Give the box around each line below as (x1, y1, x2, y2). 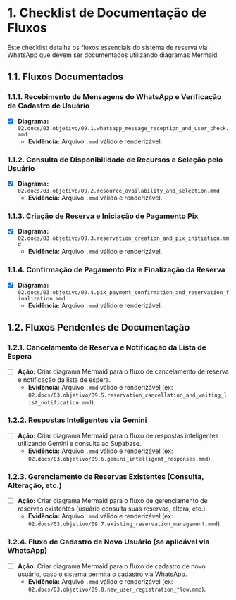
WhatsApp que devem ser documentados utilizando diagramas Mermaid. (7, 51, 220, 59)
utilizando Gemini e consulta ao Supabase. (17, 439, 142, 447)
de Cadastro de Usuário (7, 101, 90, 110)
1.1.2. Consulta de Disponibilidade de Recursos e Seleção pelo (7, 155, 223, 165)
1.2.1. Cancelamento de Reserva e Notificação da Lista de (7, 343, 206, 352)
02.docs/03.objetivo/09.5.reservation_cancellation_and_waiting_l (27, 392, 228, 399)
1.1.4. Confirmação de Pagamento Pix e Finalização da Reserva (7, 265, 225, 275)
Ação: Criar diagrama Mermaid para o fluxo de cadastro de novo (17, 561, 206, 570)
